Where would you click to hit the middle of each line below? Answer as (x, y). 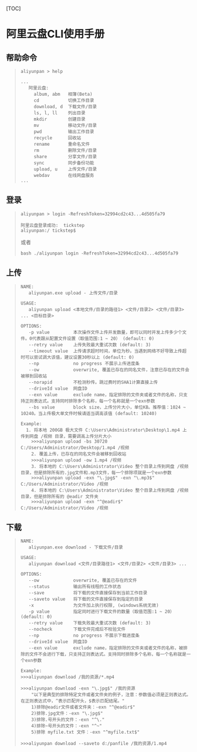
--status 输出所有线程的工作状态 (75, 587)
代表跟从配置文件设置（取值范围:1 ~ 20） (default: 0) (93, 338)
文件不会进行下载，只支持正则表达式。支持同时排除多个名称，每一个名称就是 (108, 654)
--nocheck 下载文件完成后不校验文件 (77, 629)
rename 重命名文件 (62, 144)
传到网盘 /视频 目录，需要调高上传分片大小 (66, 436)
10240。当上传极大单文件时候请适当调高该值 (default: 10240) (89, 413)
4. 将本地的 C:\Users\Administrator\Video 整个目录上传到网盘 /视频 (110, 490)
